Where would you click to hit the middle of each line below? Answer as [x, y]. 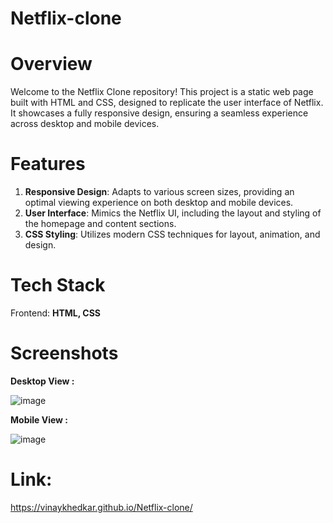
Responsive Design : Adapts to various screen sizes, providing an [159, 192]
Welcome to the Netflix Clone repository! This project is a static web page [162, 92]
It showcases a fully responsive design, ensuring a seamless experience [159, 113]
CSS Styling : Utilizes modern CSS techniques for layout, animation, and [172, 234]
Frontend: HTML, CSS [55, 313]
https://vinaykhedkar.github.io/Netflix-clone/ [101, 507]
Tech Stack [58, 285]
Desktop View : [42, 381]
